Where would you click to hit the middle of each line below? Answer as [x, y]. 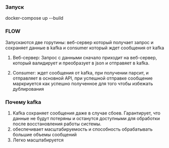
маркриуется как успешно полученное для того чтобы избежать [83, 83]
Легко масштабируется [38, 140]
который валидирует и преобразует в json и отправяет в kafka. [81, 63]
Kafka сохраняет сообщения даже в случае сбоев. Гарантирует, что [87, 113]
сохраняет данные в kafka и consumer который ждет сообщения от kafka [85, 48]
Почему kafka [23, 102]
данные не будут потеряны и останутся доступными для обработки [86, 118]
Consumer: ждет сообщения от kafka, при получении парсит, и [80, 72]
